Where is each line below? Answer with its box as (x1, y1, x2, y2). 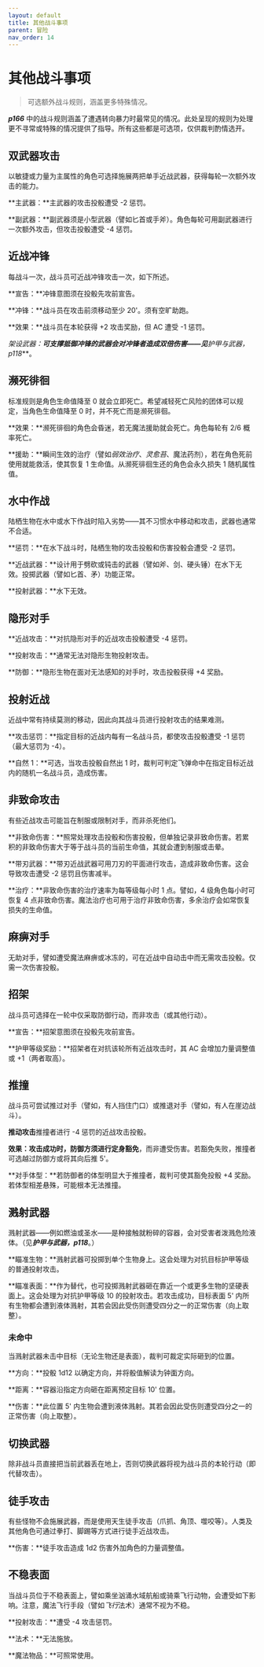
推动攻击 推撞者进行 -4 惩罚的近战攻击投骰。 (8, 1128, 151, 1137)
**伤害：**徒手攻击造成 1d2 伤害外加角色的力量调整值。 (8, 1543, 189, 1553)
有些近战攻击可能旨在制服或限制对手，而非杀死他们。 (8, 815, 181, 825)
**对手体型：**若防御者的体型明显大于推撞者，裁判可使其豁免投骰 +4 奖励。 (8, 1171, 255, 1180)
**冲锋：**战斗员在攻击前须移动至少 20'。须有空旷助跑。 (8, 305, 193, 315)
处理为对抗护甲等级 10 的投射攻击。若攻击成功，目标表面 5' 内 (42, 1291, 243, 1301)
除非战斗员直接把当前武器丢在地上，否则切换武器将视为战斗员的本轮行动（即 (8, 1459, 256, 1469)
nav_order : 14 (8, 33, 55, 42)
